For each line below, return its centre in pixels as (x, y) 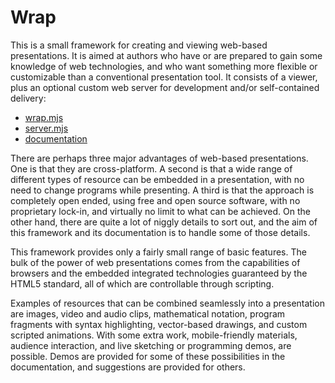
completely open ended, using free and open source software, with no (155, 200)
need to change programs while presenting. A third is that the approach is (162, 190)
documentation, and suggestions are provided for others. (128, 367)
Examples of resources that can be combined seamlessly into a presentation (168, 303)
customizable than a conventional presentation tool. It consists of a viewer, (164, 77)
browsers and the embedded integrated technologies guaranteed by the (159, 273)
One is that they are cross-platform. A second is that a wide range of (151, 168)
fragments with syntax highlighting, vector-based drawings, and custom (159, 324)
